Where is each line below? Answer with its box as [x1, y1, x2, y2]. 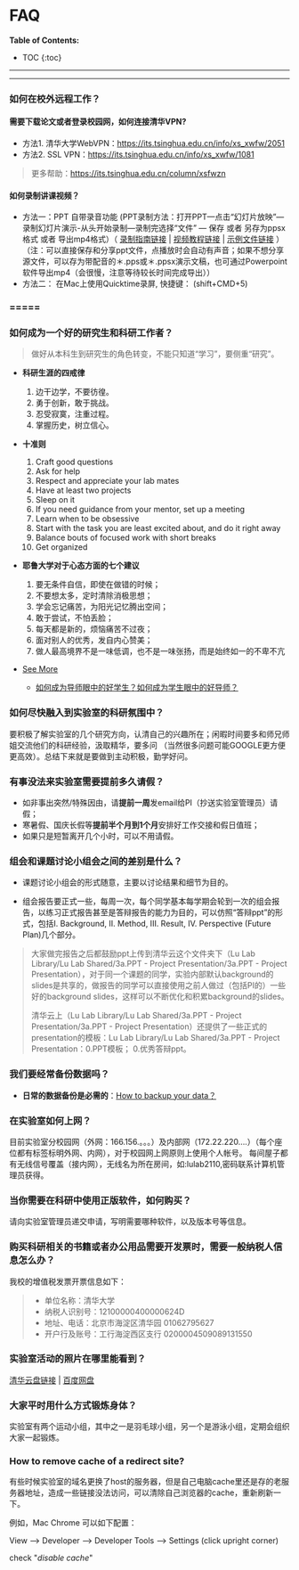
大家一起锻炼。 [9, 1432, 64, 1443]
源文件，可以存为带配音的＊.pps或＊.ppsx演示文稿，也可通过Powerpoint [21, 256, 287, 267]
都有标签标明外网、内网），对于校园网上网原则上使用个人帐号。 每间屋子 [16, 1147, 280, 1158]
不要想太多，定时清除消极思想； [35, 590, 153, 601]
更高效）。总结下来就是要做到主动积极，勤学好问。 [9, 750, 193, 762]
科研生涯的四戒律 [21, 367, 85, 379]
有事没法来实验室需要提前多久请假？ [9, 775, 165, 788]
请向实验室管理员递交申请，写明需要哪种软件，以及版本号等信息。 [9, 1216, 251, 1227]
